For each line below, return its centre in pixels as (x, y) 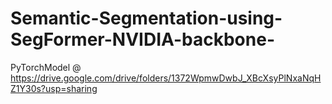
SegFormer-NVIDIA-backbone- (142, 39)
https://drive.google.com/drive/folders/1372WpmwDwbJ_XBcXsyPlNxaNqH (166, 78)
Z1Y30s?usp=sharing (54, 88)
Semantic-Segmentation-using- (146, 18)
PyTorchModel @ (46, 67)
